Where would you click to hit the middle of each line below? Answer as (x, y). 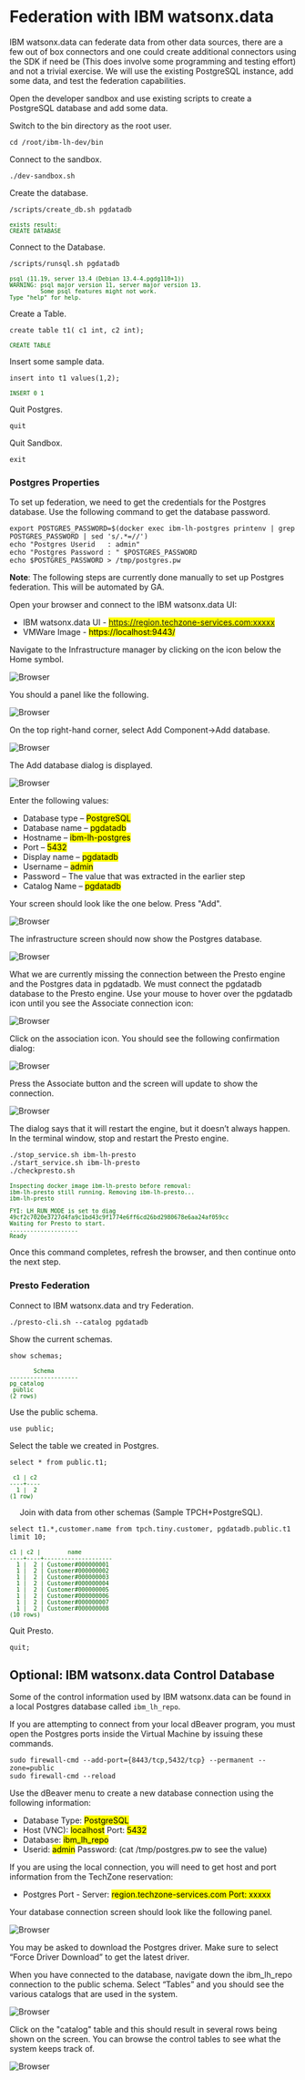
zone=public (32, 1768)
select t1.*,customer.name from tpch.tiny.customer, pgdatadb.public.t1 (150, 1529)
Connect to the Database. (58, 247)
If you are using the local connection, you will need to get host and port (143, 1867)
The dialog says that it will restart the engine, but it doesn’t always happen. (150, 1129)
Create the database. (49, 192)
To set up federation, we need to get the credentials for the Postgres (138, 502)
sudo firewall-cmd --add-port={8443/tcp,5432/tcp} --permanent (132, 1760)
